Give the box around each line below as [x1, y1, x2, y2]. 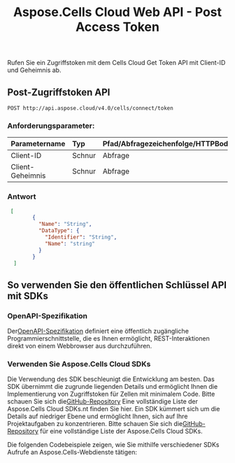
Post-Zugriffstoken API [7, 86, 111, 98]
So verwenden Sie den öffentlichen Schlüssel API [7, 279, 227, 291]
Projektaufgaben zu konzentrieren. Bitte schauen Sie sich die [7, 420, 183, 428]
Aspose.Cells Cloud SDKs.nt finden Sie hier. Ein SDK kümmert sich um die [7, 405, 220, 413]
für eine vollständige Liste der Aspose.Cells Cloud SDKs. [39, 427, 203, 436]
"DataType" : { [38, 227, 80, 234]
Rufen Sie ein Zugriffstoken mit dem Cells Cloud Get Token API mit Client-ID [7, 59, 226, 67]
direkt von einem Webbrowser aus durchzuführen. [7, 342, 152, 350]
